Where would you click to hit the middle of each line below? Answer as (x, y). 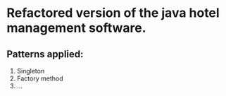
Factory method (40, 78)
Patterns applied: (45, 54)
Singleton (31, 71)
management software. (76, 28)
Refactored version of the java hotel (113, 13)
